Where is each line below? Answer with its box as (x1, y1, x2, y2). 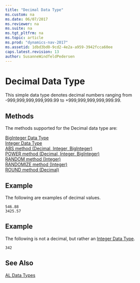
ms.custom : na (5, 12, 35, 17)
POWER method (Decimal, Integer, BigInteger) (5, 151, 100, 157)
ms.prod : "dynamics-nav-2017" (5, 40, 68, 45)
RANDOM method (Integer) (5, 156, 61, 162)
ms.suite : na (5, 26, 32, 31)
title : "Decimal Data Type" (5, 7, 64, 13)
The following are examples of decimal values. (5, 194, 101, 200)
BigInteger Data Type (5, 135, 49, 141)
